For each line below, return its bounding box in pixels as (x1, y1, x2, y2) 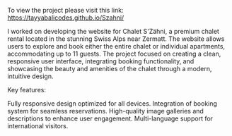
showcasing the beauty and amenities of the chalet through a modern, (7, 65, 212, 73)
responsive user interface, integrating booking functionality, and (7, 57, 195, 66)
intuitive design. (7, 72, 54, 80)
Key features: (7, 86, 46, 94)
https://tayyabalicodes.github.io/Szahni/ (7, 13, 124, 22)
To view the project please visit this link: (7, 6, 124, 14)
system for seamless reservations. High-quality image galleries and (7, 107, 204, 115)
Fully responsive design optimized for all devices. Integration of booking (7, 99, 218, 108)
